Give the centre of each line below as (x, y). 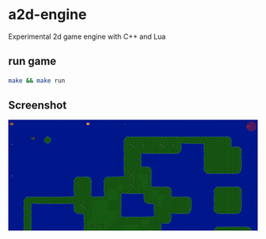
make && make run (37, 81)
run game (32, 61)
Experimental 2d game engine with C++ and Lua (87, 36)
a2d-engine (47, 15)
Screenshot (38, 106)
